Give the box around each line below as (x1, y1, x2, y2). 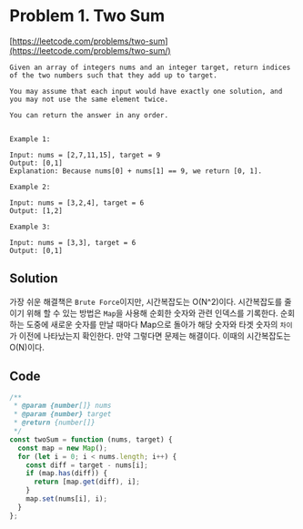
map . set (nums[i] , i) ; (25, 494, 107, 504)
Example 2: (9, 182, 51, 191)
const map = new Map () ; (17, 443, 107, 453)
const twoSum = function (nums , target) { (9, 434, 173, 444)
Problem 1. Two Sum (9, 5, 166, 26)
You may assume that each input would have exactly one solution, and (9, 86, 283, 96)
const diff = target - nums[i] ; (25, 461, 148, 470)
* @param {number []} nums (13, 402, 112, 411)
